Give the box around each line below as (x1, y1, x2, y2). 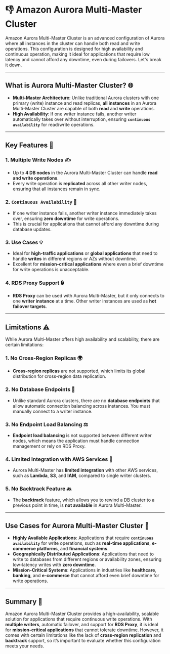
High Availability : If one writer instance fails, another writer (12, 111, 137, 117)
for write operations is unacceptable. (12, 267, 90, 273)
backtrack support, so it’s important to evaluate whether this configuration (5, 638, 161, 644)
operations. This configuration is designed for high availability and (5, 46, 143, 52)
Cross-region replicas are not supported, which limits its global (12, 368, 146, 374)
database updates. (12, 226, 52, 232)
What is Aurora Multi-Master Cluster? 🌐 (5, 81, 134, 90)
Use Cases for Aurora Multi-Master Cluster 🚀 (5, 521, 149, 530)
